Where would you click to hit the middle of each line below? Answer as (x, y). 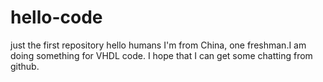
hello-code (56, 17)
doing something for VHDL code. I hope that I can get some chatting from (161, 55)
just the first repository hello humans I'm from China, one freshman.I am (158, 45)
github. (25, 66)
